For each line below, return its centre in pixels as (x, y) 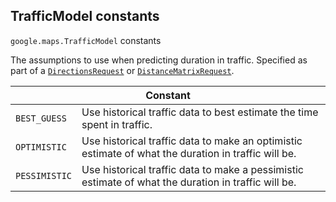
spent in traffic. (117, 124)
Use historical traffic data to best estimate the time (200, 112)
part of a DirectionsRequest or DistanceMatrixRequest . (122, 70)
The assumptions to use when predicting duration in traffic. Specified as (159, 60)
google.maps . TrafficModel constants (86, 40)
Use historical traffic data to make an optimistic (192, 141)
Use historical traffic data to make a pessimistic (192, 169)
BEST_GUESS (41, 118)
